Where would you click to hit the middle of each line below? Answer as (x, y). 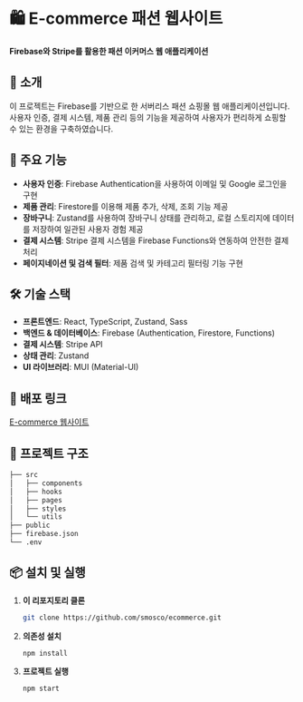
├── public (30, 526)
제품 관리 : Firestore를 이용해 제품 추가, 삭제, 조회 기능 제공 (125, 206)
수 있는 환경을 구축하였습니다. (62, 129)
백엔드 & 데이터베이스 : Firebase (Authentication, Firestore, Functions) (149, 333)
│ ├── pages (36, 500)
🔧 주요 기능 (38, 160)
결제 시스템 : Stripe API (62, 345)
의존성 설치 (42, 636)
